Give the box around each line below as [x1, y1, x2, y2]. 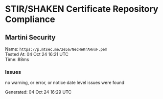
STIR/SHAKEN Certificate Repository [5, 3, 159, 15]
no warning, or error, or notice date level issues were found [5, 79, 125, 86]
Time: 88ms [5, 57, 29, 62]
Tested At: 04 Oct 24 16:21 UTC [5, 51, 69, 57]
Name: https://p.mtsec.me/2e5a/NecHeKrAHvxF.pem [5, 46, 108, 52]
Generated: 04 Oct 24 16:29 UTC [5, 89, 72, 95]
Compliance [5, 14, 55, 25]
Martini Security [5, 33, 56, 41]
